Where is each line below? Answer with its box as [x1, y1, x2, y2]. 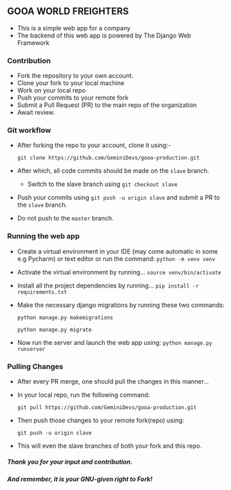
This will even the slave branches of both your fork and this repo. [17, 442, 202, 450]
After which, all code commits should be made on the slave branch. [17, 167, 210, 175]
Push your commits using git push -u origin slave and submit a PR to [17, 194, 221, 202]
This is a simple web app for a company [17, 23, 131, 32]
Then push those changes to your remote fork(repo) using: [17, 416, 185, 424]
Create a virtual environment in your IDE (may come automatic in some [17, 247, 219, 255]
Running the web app [7, 232, 80, 241]
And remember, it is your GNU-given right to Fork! [7, 475, 153, 483]
